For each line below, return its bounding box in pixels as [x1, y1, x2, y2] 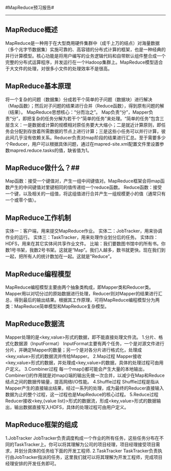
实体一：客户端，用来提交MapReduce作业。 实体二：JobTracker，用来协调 [5, 228, 163, 234]
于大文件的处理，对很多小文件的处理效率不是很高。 [5, 65, 112, 71]
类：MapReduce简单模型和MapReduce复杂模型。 [5, 303, 109, 310]
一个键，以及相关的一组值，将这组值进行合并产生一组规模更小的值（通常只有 [5, 190, 166, 197]
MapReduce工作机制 [5, 213, 71, 222]
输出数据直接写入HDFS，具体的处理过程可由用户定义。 [14, 404, 129, 410]
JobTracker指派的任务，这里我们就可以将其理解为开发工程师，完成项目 [14, 454, 163, 460]
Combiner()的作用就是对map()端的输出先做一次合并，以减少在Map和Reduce [5, 372, 165, 378]
